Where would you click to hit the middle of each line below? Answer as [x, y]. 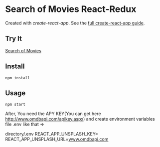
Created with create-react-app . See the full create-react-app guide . [75, 23]
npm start [15, 105]
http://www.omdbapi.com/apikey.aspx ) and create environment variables [80, 119]
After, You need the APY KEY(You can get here [53, 114]
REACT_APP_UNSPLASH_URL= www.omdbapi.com [57, 139]
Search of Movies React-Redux [71, 9]
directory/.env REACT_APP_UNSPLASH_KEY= [52, 134]
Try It [14, 39]
